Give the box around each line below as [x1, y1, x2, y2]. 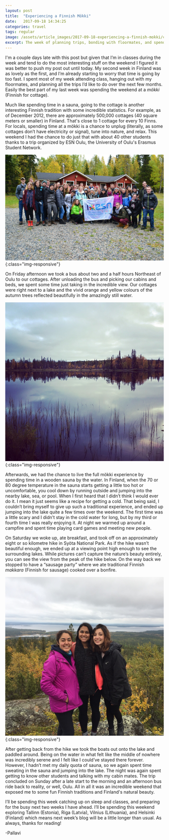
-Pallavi [5, 829, 21, 836]
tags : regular [5, 29, 35, 35]
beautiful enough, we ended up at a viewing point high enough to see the [5, 545, 157, 551]
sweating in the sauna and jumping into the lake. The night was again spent [5, 767, 161, 773]
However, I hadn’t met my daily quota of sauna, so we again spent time [5, 762, 152, 768]
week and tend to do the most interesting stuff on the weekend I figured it [5, 59, 158, 66]
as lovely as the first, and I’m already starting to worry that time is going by [5, 71, 160, 77]
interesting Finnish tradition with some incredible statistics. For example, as [5, 107, 161, 113]
